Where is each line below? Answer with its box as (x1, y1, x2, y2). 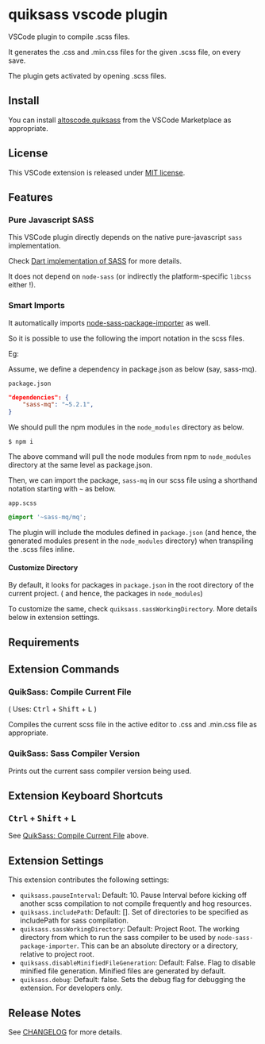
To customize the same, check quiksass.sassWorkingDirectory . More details (8, 604, 258, 614)
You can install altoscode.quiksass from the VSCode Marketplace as (8, 115, 232, 125)
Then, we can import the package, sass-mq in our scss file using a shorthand (8, 476, 258, 485)
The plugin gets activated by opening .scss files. (8, 71, 167, 80)
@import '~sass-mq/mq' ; (8, 514, 87, 522)
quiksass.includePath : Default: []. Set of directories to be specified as (19, 907, 248, 917)
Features (8, 191, 53, 204)
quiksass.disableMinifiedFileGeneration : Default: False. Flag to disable (19, 958, 256, 968)
